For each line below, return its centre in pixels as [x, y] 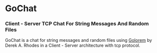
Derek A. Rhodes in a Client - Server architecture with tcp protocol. [73, 45]
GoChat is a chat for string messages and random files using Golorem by [78, 40]
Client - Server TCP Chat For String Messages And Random [77, 24]
